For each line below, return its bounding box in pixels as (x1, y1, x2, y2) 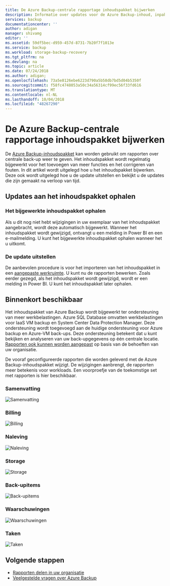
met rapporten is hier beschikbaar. (5, 372, 77, 379)
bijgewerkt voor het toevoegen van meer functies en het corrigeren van (5, 161, 154, 168)
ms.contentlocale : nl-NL (5, 92, 58, 97)
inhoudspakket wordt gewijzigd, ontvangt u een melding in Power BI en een (5, 230, 163, 236)
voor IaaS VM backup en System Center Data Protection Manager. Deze (5, 319, 155, 325)
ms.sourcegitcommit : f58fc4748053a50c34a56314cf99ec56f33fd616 (5, 82, 142, 88)
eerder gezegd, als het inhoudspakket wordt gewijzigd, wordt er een (5, 275, 148, 281)
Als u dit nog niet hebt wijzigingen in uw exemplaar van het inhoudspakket (5, 219, 160, 225)
